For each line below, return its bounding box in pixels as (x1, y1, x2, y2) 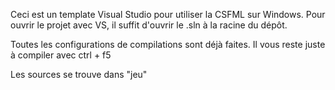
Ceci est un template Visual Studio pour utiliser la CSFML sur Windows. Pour (10, 9, 326, 20)
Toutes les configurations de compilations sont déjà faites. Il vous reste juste (10, 39, 326, 50)
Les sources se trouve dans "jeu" (10, 69, 148, 80)
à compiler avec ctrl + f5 (10, 49, 112, 61)
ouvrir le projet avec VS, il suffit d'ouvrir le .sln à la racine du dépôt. (10, 19, 288, 31)
